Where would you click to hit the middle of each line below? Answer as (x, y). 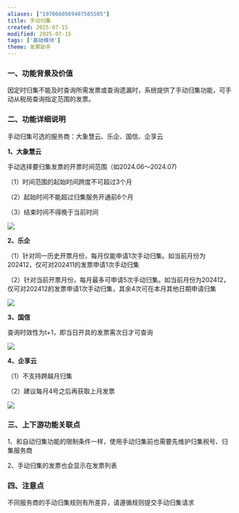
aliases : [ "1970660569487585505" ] (59, 14)
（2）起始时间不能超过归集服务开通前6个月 (70, 197)
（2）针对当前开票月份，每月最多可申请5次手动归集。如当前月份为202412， (118, 279)
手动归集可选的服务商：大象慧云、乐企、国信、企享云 (85, 136)
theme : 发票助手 (29, 47)
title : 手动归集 (29, 21)
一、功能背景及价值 (40, 73)
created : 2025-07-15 (38, 27)
